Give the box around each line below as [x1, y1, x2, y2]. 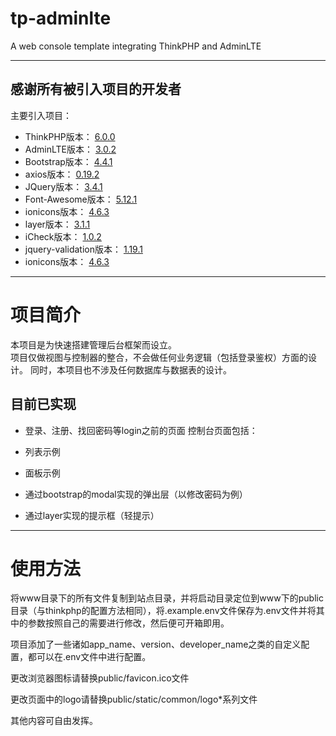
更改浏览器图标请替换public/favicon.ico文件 [10, 672, 190, 684]
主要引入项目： [10, 109, 72, 121]
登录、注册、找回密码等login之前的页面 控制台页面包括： [24, 424, 258, 436]
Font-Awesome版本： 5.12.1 [24, 193, 138, 205]
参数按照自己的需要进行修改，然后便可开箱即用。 [27, 617, 230, 629]
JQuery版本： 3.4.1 [24, 180, 103, 192]
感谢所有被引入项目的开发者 [10, 81, 182, 98]
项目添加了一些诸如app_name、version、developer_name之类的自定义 [10, 638, 302, 651]
